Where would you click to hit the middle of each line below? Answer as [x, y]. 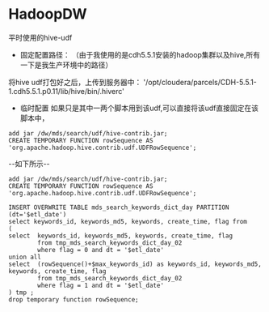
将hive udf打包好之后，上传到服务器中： [75, 82]
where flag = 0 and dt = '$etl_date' [101, 250]
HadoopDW [48, 14]
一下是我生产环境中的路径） [66, 65]
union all [25, 257]
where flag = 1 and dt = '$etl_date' [101, 285]
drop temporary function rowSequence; [74, 299]
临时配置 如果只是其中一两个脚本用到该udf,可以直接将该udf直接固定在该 [139, 108]
